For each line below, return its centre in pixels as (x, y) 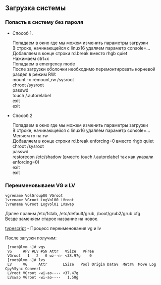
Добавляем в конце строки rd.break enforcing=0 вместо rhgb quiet (83, 141)
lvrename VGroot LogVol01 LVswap (40, 204)
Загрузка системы (35, 8)
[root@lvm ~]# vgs (26, 247)
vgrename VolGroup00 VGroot (34, 195)
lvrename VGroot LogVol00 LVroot (40, 200)
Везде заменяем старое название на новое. (52, 219)
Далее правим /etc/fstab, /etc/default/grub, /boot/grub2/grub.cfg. (74, 213)
